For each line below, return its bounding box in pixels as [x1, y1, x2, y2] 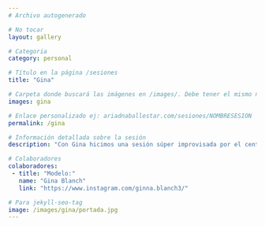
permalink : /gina [8, 119, 65, 127]
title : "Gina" [8, 76, 55, 84]
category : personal [8, 54, 73, 63]
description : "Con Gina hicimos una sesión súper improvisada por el [8, 141, 242, 149]
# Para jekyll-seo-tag [8, 198, 83, 206]
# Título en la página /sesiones [8, 69, 118, 77]
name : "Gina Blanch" [18, 176, 87, 185]
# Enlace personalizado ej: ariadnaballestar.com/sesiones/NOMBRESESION [8, 112, 252, 120]
